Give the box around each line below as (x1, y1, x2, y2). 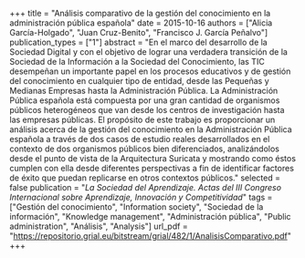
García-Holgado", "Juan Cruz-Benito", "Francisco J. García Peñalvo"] (9, 27, 268, 37)
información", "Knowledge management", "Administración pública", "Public (9, 212, 291, 222)
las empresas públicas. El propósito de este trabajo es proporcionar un (9, 114, 276, 125)
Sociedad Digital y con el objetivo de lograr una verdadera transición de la (9, 46, 288, 57)
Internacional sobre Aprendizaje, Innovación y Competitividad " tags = (9, 191, 273, 202)
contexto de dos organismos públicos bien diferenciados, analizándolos (9, 143, 280, 154)
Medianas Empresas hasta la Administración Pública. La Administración (9, 86, 279, 96)
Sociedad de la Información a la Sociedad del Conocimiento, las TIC (9, 57, 265, 67)
